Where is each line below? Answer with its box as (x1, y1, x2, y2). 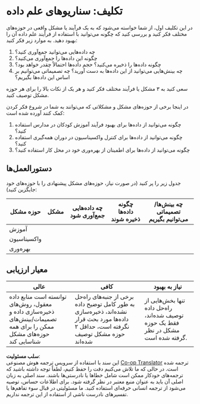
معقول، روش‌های (9, 300, 52, 308)
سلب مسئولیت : (6, 352, 40, 359)
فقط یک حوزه (144, 318, 180, 326)
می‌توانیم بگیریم (148, 215, 189, 223)
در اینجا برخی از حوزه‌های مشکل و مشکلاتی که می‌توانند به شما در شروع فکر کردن (6, 103, 189, 110)
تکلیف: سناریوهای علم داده (6, 4, 123, 18)
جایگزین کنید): (6, 186, 37, 193)
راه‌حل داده (144, 303, 173, 312)
